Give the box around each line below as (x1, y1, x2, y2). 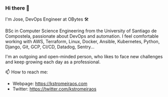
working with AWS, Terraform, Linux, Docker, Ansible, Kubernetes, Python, (5, 39, 160, 45)
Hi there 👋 (5, 5, 30, 12)
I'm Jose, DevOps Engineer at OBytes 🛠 (5, 16, 89, 22)
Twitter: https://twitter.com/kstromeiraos (12, 86, 97, 92)
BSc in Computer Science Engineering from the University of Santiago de (5, 28, 157, 34)
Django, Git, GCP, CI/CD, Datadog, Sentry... (5, 44, 95, 50)
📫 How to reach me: (5, 69, 48, 75)
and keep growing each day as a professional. (5, 59, 101, 65)
